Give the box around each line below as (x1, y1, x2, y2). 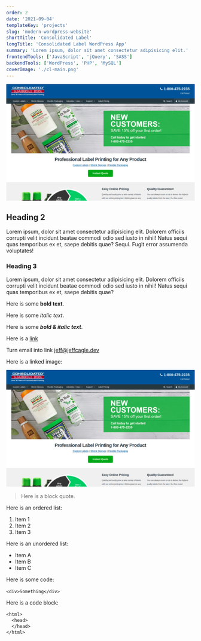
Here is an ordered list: (6, 504, 63, 511)
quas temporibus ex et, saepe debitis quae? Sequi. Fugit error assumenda (6, 241, 188, 248)
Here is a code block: (6, 599, 59, 606)
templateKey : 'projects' (6, 22, 68, 28)
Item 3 (14, 528, 31, 535)
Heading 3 (6, 262, 37, 270)
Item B (14, 558, 31, 565)
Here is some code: (6, 576, 54, 583)
